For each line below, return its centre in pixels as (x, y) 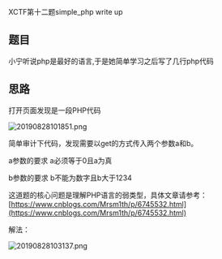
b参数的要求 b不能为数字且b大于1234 (70, 178)
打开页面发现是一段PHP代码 (55, 110)
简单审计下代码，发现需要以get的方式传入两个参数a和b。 (103, 143)
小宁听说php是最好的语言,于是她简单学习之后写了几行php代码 (111, 61)
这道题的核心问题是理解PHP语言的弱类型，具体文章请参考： (108, 195)
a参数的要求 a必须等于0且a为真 (60, 160)
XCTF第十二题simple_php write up (66, 12)
